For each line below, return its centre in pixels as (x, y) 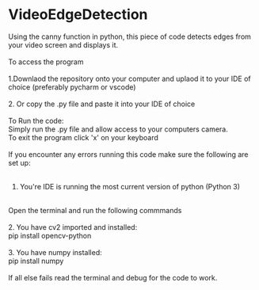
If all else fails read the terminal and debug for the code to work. (113, 277)
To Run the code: (36, 120)
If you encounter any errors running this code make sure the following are (128, 154)
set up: (19, 162)
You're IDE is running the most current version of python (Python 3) (129, 186)
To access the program (46, 62)
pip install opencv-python (50, 235)
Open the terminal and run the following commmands (95, 210)
